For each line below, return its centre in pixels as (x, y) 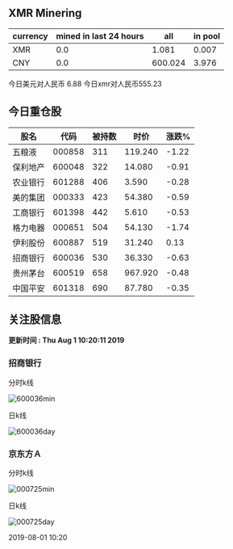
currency (30, 36)
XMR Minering (45, 13)
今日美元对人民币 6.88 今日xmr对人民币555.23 (85, 83)
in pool (206, 36)
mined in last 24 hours (100, 36)
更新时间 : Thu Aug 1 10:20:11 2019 (67, 340)
